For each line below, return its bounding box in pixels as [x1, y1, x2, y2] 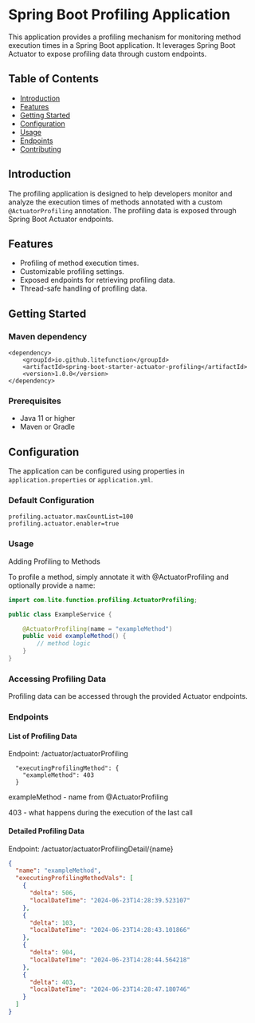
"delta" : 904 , [29, 949, 77, 957]
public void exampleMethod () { [22, 632, 127, 640]
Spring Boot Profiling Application [8, 6, 231, 24]
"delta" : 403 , [29, 978, 77, 986]
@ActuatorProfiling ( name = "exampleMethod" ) [22, 625, 173, 632]
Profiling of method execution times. [19, 258, 139, 268]
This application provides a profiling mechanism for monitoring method [8, 32, 241, 42]
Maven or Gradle [19, 422, 76, 432]
